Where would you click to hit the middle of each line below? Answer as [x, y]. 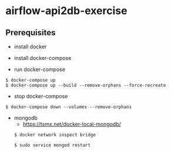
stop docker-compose [41, 96]
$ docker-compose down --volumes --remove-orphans [69, 107]
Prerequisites [31, 33]
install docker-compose [43, 58]
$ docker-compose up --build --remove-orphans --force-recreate [86, 85]
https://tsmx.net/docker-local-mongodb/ [72, 124]
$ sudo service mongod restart [52, 145]
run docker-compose [40, 69]
